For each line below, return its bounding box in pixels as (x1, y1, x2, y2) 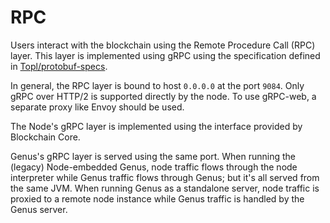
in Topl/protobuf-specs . (10, 60, 108, 72)
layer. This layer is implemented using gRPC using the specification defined (10, 49, 321, 61)
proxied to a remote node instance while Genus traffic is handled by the (10, 192, 305, 205)
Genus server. (10, 203, 68, 215)
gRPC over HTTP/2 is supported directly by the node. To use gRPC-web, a (10, 90, 317, 102)
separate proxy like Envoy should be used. (10, 101, 185, 113)
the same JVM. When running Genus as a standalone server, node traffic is (10, 182, 320, 194)
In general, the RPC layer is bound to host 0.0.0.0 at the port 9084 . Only (10, 79, 305, 91)
